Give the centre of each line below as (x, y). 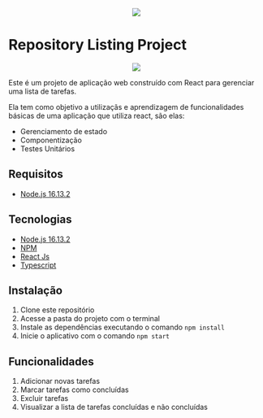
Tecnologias (40, 220)
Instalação (36, 290)
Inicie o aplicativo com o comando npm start (95, 336)
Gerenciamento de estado (64, 131)
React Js (35, 256)
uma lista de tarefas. (43, 91)
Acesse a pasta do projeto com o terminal (90, 319)
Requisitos (36, 174)
